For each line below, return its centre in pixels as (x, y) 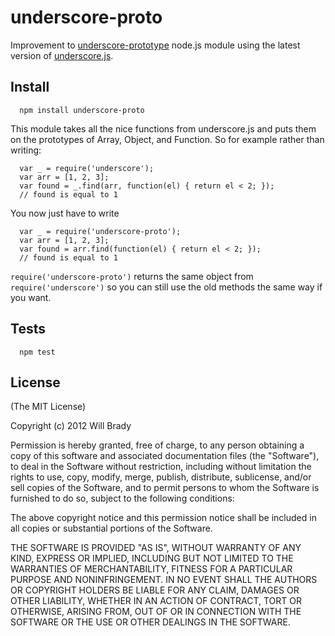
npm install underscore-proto (82, 110)
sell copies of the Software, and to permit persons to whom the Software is (165, 488)
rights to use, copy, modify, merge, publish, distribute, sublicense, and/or (161, 477)
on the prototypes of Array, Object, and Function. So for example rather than (167, 139)
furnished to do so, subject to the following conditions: (122, 498)
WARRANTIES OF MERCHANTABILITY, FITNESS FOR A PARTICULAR (151, 569)
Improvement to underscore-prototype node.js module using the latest (155, 45)
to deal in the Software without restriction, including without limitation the (161, 467)
